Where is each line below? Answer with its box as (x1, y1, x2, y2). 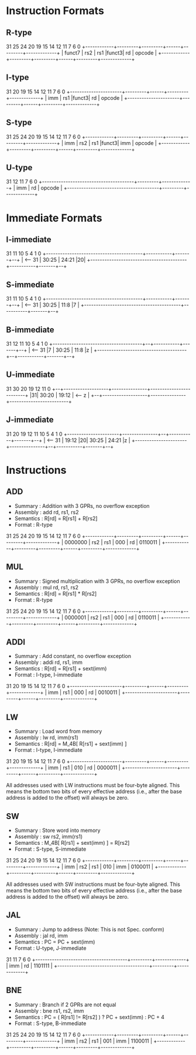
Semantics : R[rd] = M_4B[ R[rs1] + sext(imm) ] (14, 740, 127, 747)
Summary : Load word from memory (14, 728, 102, 735)
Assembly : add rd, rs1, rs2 (14, 508, 79, 515)
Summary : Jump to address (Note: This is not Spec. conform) (14, 926, 165, 933)
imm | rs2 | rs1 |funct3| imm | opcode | (64, 139, 157, 146)
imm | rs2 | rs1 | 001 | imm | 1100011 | (64, 1037, 153, 1044)
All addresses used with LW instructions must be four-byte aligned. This (6, 782, 180, 789)
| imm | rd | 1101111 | (6, 962, 53, 969)
